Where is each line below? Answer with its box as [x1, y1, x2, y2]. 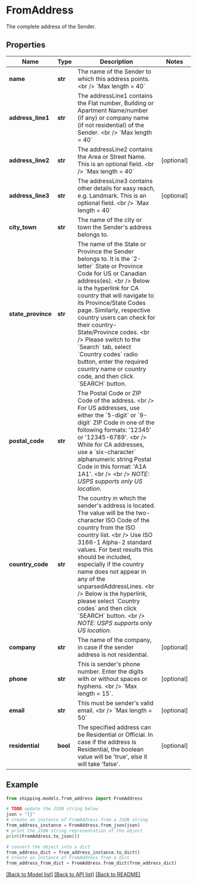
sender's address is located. [77, 501, 155, 509]
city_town [9, 223, 37, 231]
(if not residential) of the [77, 121, 145, 129]
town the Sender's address [77, 223, 152, 231]
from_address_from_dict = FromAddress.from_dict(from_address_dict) [6, 860, 177, 867]
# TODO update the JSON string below [6, 806, 98, 812]
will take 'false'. [77, 760, 120, 768]
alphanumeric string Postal [77, 455, 151, 463]
